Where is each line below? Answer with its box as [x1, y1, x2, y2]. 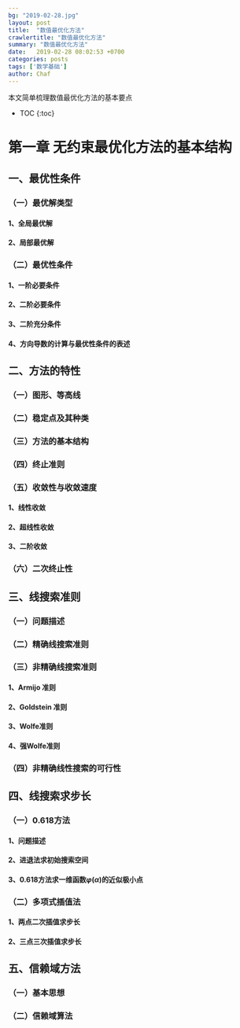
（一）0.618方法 [8, 815, 71, 826]
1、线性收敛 [8, 503, 46, 512]
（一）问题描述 [8, 615, 65, 626]
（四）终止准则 [8, 459, 65, 470]
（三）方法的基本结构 [8, 436, 89, 447]
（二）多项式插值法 [8, 896, 81, 907]
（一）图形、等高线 [8, 389, 81, 400]
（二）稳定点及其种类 [8, 412, 89, 423]
